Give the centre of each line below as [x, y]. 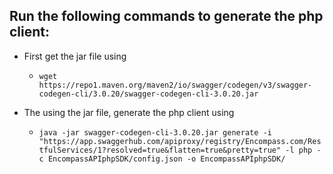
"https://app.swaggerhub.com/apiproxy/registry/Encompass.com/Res [180, 141]
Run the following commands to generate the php [166, 16]
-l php [299, 150]
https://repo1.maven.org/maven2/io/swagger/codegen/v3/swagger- [175, 85]
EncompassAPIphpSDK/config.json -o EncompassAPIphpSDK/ [166, 159]
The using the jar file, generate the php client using [129, 112]
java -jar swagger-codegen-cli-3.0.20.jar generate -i [155, 132]
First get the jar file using [75, 56]
